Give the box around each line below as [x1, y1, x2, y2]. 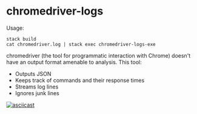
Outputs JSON [15, 70, 52, 77]
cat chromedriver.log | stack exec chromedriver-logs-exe [6, 41, 156, 47]
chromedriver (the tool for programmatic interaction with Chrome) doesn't [6, 52, 191, 59]
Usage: [6, 24, 24, 32]
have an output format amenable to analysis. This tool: [6, 58, 142, 65]
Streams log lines [15, 83, 59, 90]
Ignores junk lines [15, 89, 59, 96]
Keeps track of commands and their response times [15, 76, 145, 84]
